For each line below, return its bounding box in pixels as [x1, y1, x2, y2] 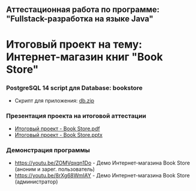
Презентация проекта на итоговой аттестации [6, 111, 147, 120]
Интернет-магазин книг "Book [6, 50, 163, 64]
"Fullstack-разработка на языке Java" [6, 14, 154, 24]
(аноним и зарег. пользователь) [14, 166, 95, 173]
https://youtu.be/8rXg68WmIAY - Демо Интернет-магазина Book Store [14, 172, 190, 179]
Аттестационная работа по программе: [6, 5, 160, 15]
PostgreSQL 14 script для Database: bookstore [6, 84, 143, 92]
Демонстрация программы [6, 146, 90, 154]
